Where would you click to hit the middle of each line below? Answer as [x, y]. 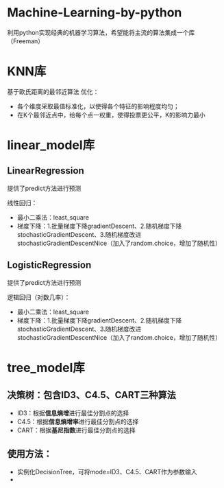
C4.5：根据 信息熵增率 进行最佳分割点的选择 [78, 421]
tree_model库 [46, 368]
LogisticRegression [49, 265]
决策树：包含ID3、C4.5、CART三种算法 [92, 395]
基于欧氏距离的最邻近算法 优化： [53, 91]
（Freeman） [26, 41]
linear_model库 [51, 145]
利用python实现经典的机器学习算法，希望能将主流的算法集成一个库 [101, 32]
